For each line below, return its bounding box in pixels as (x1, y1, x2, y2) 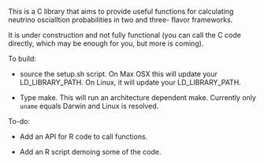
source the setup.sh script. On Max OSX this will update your (19, 69, 218, 78)
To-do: (8, 117, 30, 125)
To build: (8, 54, 37, 63)
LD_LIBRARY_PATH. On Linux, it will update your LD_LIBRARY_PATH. (19, 78, 242, 87)
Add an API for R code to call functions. (19, 132, 148, 141)
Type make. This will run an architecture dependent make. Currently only (19, 93, 256, 102)
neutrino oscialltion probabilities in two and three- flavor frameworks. (8, 15, 233, 24)
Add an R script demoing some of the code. (19, 147, 162, 156)
